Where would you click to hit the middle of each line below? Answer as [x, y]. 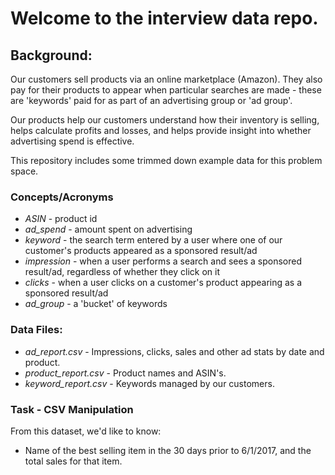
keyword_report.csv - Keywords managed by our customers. [149, 383]
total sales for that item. [73, 461]
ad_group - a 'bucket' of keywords [96, 304]
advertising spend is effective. [72, 141]
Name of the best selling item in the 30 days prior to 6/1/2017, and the [168, 450]
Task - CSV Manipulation [72, 409]
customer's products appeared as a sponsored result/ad [141, 251]
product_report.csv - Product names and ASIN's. [125, 373]
